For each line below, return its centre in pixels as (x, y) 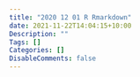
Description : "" (39, 34)
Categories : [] (37, 50)
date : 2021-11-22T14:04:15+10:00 (70, 26)
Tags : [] (25, 42)
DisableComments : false (53, 58)
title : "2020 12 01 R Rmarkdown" (70, 17)
